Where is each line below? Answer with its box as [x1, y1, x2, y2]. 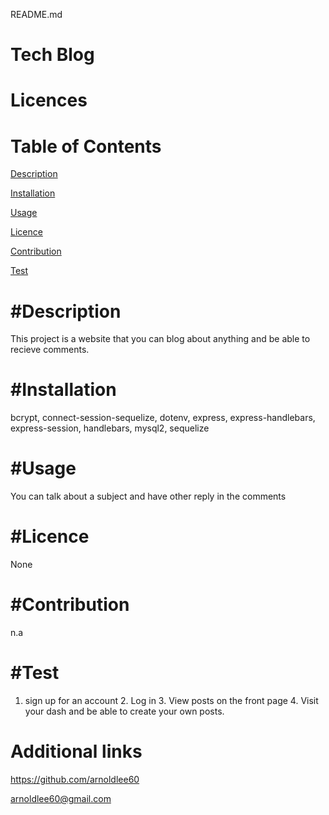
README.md [10, 9, 63, 20]
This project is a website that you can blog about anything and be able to [10, 333, 311, 345]
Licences [10, 89, 88, 112]
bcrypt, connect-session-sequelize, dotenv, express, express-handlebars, [10, 412, 316, 424]
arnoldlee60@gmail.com [10, 792, 112, 804]
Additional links [10, 740, 143, 763]
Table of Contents [10, 135, 162, 158]
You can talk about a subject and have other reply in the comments [10, 490, 287, 503]
